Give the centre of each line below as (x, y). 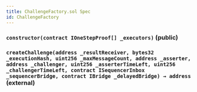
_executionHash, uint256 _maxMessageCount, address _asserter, (98, 59)
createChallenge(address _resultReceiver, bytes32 (80, 53)
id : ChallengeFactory (33, 17)
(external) (21, 83)
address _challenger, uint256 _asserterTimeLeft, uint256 (91, 65)
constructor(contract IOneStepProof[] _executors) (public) (92, 38)
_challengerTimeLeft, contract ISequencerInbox (76, 70)
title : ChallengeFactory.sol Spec (49, 11)
